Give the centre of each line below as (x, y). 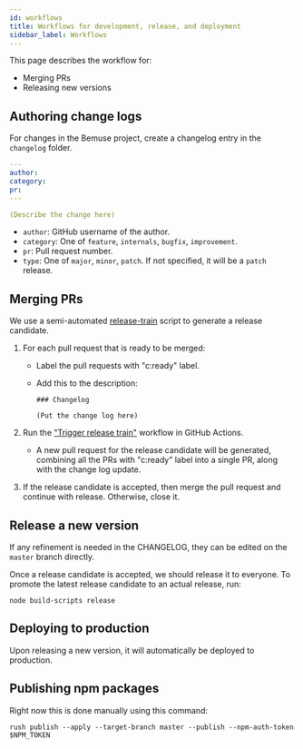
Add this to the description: (87, 383)
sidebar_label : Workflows (58, 34)
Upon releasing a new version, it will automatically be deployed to (132, 650)
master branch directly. (52, 557)
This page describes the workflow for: (81, 61)
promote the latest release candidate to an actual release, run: (126, 584)
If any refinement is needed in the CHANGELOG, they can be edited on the (148, 547)
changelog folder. (41, 148)
